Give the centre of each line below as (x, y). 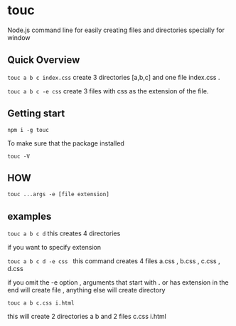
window (19, 37)
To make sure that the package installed (66, 143)
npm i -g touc (28, 130)
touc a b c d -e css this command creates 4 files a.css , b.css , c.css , (114, 261)
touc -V (19, 156)
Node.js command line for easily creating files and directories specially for (116, 30)
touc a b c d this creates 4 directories (64, 233)
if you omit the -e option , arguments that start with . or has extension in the (118, 282)
